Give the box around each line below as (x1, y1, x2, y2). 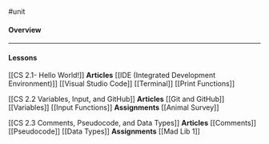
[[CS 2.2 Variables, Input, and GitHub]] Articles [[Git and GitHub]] (8, 95, 225, 104)
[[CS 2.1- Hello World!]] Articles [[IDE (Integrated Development (8, 71, 216, 80)
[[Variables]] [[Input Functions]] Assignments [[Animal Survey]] (8, 103, 219, 112)
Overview (8, 25, 42, 34)
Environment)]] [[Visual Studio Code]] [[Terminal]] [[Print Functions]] (8, 79, 235, 88)
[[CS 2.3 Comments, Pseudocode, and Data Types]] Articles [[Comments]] (8, 119, 257, 128)
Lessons (8, 53, 38, 62)
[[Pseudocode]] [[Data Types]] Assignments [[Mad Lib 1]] (8, 126, 200, 136)
